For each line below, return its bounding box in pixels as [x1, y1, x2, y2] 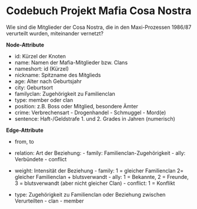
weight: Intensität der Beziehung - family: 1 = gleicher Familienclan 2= [14, 167, 184, 174]
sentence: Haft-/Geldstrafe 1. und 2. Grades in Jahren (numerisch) [14, 115, 175, 122]
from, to [14, 138, 34, 145]
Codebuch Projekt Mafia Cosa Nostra [6, 4, 192, 18]
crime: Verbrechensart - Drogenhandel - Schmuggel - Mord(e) [14, 109, 166, 116]
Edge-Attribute [6, 127, 44, 134]
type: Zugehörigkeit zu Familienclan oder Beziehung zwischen [14, 191, 166, 198]
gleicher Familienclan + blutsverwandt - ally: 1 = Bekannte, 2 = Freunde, [14, 173, 189, 180]
